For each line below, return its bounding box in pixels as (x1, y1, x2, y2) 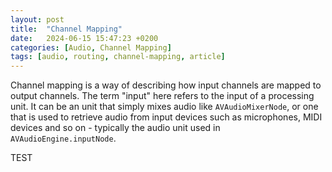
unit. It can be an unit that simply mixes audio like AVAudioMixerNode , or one (10, 101, 319, 113)
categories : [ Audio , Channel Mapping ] (10, 42, 172, 53)
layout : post (10, 14, 65, 25)
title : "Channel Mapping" (10, 24, 123, 34)
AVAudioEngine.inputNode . (10, 132, 117, 145)
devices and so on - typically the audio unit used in (10, 122, 221, 134)
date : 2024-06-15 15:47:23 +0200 (10, 33, 159, 43)
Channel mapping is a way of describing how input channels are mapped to (10, 79, 322, 91)
